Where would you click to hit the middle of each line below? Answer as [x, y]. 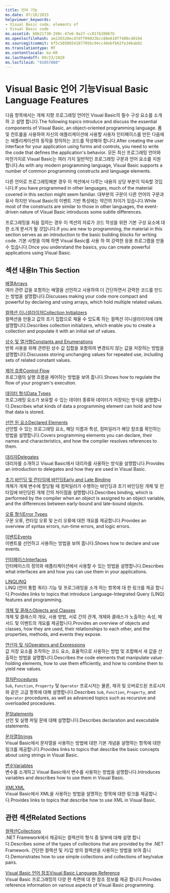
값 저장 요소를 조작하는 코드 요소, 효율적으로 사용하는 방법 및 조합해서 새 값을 [81, 651]
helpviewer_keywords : [28, 19]
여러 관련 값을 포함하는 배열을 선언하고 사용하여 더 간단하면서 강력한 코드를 [79, 290]
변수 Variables [19, 765]
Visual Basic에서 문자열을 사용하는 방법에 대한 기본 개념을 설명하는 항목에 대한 [83, 743]
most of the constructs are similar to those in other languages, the [74, 207]
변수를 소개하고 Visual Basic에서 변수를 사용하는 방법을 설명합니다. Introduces [83, 772]
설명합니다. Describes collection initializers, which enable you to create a [80, 325]
